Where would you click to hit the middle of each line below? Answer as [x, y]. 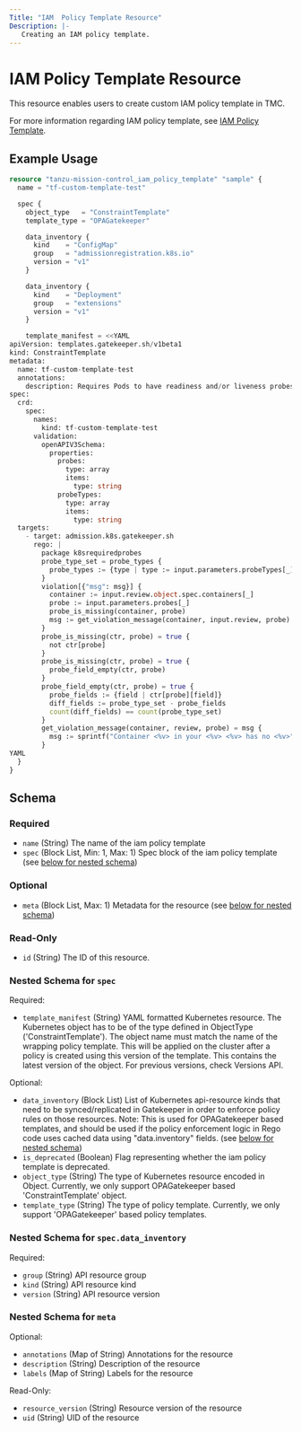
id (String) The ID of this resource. [86, 957]
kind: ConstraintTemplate [57, 353]
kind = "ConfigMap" [75, 245]
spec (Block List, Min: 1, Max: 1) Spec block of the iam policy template [150, 853]
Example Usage [54, 158]
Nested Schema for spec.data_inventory [98, 1238]
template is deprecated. [66, 1167]
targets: [34, 528]
